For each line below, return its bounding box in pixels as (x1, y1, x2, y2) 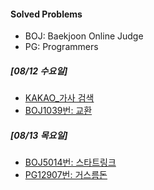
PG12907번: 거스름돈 (24, 169, 108, 181)
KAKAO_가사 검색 (24, 92, 95, 104)
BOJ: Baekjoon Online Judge (24, 30, 144, 42)
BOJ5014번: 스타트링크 (24, 156, 117, 169)
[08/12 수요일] (10, 65, 68, 77)
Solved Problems (10, 8, 83, 20)
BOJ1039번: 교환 (24, 105, 93, 117)
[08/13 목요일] (10, 129, 68, 141)
